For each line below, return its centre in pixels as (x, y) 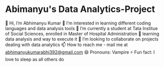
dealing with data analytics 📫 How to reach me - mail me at (67, 44)
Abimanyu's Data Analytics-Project (80, 9)
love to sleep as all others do (35, 59)
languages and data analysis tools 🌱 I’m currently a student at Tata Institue (82, 28)
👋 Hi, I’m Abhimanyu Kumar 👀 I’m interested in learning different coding (78, 23)
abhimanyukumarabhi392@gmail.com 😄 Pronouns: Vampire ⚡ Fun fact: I (80, 52)
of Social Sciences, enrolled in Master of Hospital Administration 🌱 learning (82, 33)
